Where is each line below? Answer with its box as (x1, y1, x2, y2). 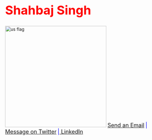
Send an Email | (107, 121, 148, 129)
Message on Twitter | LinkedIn (5, 128, 83, 135)
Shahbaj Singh (5, 2, 92, 18)
